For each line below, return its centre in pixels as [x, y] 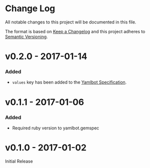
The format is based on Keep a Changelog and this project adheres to [75, 31]
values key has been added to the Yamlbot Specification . [69, 82]
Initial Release [19, 161]
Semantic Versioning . [26, 37]
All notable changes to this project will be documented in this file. [71, 22]
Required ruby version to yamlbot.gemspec [55, 128]
